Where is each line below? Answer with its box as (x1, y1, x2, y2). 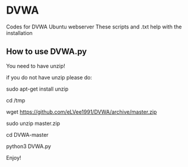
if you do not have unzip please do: (6, 73, 93, 81)
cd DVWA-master (6, 131, 49, 138)
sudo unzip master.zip (6, 120, 60, 127)
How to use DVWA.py (6, 47, 87, 57)
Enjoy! (6, 154, 22, 161)
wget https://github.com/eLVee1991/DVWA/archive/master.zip (6, 108, 157, 115)
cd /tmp (6, 97, 26, 104)
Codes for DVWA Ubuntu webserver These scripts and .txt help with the (6, 23, 182, 30)
